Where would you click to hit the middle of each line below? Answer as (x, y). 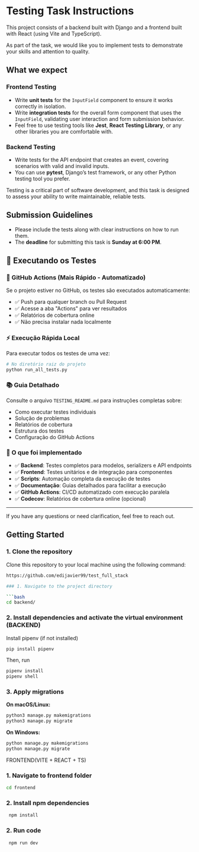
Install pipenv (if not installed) (42, 638)
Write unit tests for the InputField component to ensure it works (94, 100)
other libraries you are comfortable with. (64, 131)
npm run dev (23, 843)
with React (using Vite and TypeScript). (54, 33)
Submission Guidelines (50, 215)
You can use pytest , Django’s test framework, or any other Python (95, 172)
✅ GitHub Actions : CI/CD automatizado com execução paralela (92, 492)
